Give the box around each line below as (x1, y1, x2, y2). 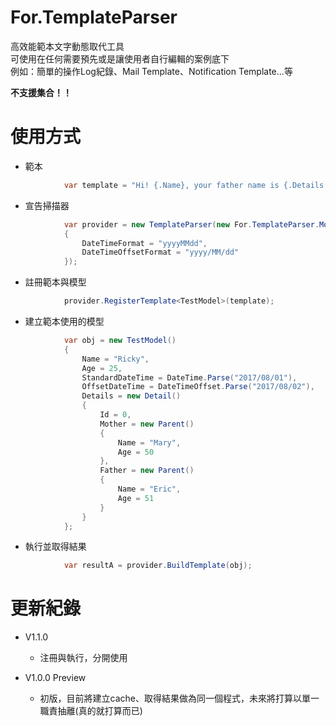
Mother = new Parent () (99, 419, 195, 429)
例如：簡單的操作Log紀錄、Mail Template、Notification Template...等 (10, 65, 293, 77)
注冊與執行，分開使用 (39, 652, 128, 664)
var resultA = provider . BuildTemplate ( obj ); (63, 561, 253, 571)
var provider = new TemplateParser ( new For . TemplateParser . (63, 219, 320, 230)
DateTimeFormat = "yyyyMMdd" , (81, 238, 208, 248)
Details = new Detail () (81, 391, 182, 401)
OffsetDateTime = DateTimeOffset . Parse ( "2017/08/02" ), (81, 382, 315, 392)
